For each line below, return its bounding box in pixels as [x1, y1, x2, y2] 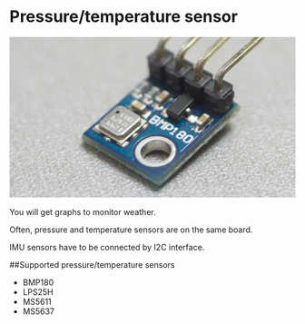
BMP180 [22, 277, 54, 288]
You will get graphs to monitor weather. [9, 207, 156, 218]
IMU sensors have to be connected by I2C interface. [9, 242, 205, 253]
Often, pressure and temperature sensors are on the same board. [9, 224, 253, 235]
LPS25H [22, 287, 54, 298]
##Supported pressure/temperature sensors [9, 260, 175, 270]
